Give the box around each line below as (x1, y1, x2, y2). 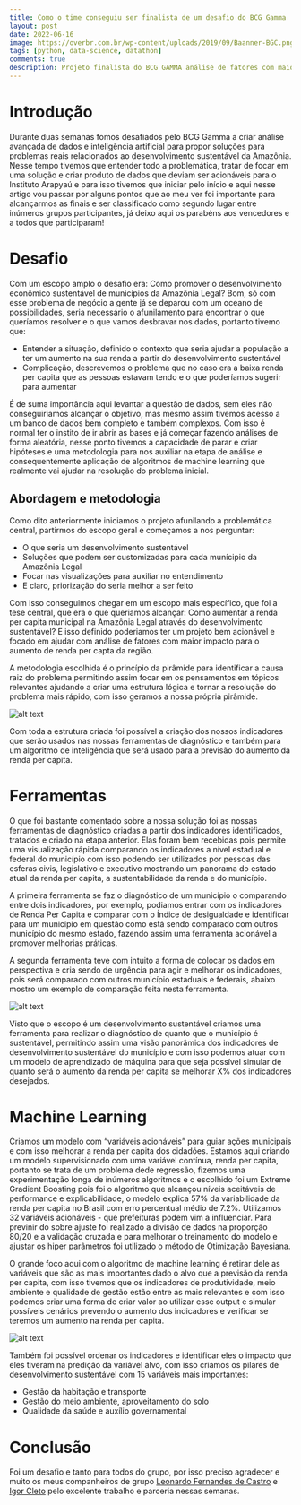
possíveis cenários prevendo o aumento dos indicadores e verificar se (9, 1306, 269, 1317)
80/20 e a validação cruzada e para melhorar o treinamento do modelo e (9, 1232, 278, 1242)
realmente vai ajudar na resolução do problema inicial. (9, 465, 209, 476)
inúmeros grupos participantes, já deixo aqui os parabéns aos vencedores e (9, 207, 289, 218)
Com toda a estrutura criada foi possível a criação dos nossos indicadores (9, 725, 284, 736)
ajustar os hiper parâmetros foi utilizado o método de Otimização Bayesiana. (9, 1241, 291, 1251)
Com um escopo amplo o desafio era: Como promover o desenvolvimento (9, 278, 282, 289)
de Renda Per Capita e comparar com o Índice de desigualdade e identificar (9, 909, 289, 920)
